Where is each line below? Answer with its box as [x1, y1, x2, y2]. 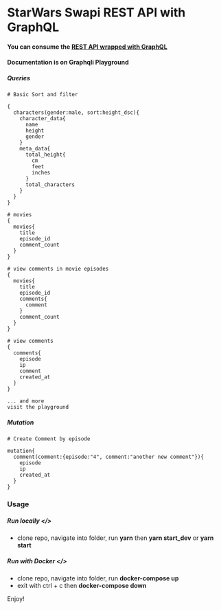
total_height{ [25, 151, 67, 159]
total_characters [25, 181, 75, 188]
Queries [7, 74, 31, 82]
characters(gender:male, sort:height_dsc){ [13, 109, 139, 116]
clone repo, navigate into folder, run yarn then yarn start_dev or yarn [16, 534, 214, 542]
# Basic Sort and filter [7, 91, 78, 98]
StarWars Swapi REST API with [7, 5, 186, 21]
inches [32, 170, 51, 177]
